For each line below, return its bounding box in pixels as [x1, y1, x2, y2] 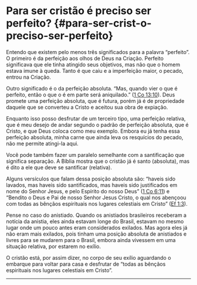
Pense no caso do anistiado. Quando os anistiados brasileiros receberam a [6, 212, 186, 219]
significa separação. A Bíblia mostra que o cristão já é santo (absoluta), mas [6, 157, 190, 165]
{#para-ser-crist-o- [53, 16, 152, 30]
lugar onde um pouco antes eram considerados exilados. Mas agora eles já [6, 224, 188, 231]
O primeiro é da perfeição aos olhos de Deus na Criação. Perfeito [6, 55, 164, 62]
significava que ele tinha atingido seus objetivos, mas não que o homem [6, 61, 181, 68]
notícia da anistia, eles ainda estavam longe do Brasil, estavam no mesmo [6, 217, 184, 224]
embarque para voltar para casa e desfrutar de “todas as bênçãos [6, 260, 166, 267]
